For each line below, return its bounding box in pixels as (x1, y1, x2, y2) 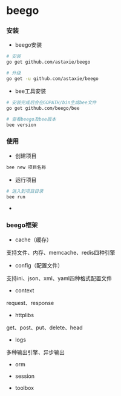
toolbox (15, 384, 34, 391)
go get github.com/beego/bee (6, 105, 80, 111)
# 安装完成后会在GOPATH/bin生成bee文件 (6, 99, 97, 106)
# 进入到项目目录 (6, 188, 44, 194)
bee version (6, 122, 36, 128)
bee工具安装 (15, 87, 47, 95)
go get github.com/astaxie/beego (6, 59, 91, 65)
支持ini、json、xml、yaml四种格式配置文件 (6, 274, 113, 282)
